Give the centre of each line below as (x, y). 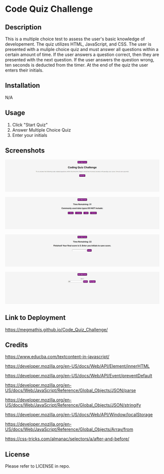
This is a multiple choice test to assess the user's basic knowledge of (75, 39)
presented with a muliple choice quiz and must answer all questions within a (82, 49)
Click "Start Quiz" (30, 125)
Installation (23, 86)
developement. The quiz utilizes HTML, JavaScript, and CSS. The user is (78, 44)
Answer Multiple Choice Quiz (41, 130)
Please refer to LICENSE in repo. (38, 466)
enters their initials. (24, 70)
